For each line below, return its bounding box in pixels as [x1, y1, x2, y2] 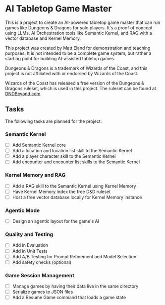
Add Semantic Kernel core [12, 142, 66, 148]
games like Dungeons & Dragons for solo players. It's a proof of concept [5, 24, 153, 30]
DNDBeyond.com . [5, 91, 42, 97]
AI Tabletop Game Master [5, 3, 112, 14]
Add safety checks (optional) [12, 259, 72, 265]
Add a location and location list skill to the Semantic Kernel [12, 148, 132, 154]
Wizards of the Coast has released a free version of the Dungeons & [5, 80, 145, 86]
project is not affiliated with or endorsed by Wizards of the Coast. [5, 70, 139, 76]
